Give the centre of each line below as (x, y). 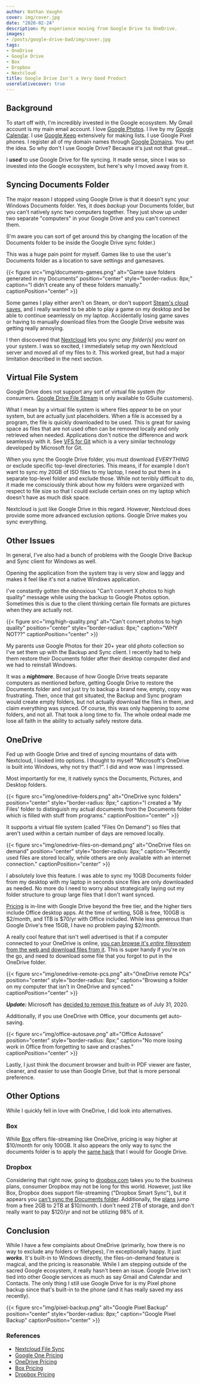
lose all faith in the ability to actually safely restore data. (75, 721)
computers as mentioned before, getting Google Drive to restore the (90, 683)
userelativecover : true (36, 84)
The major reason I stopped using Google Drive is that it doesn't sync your (98, 199)
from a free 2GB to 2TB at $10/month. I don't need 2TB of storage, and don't (100, 1206)
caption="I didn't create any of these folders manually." (74, 285)
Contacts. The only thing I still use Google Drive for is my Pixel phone (91, 1284)
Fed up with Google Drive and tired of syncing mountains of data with (92, 754)
